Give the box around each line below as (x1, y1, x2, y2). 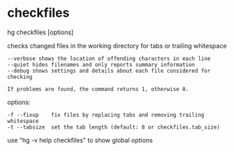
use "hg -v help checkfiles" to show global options (7, 136, 154, 144)
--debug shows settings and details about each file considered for (7, 67, 211, 74)
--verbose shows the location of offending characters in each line (7, 55, 211, 62)
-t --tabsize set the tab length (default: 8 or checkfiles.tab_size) (7, 124, 220, 131)
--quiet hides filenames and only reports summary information (7, 61, 196, 68)
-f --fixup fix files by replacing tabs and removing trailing (7, 111, 205, 118)
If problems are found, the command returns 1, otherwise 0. (7, 85, 189, 92)
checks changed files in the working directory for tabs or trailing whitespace (7, 41, 227, 50)
